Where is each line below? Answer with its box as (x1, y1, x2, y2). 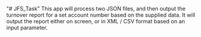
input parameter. (6, 24, 48, 31)
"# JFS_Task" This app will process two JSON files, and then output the (6, 5, 186, 12)
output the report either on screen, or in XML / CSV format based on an (6, 18, 185, 24)
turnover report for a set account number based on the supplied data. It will (6, 11, 196, 18)
